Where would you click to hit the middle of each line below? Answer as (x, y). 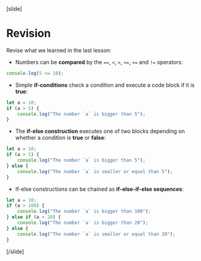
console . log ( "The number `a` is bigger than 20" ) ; (83, 223)
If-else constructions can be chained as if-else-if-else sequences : (99, 189)
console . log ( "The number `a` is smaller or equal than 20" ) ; (96, 234)
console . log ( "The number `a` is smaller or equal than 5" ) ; (95, 171)
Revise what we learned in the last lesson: (59, 50)
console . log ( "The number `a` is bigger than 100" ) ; (84, 212)
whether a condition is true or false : (60, 138)
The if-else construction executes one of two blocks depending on (100, 131)
